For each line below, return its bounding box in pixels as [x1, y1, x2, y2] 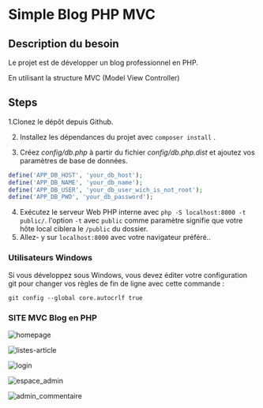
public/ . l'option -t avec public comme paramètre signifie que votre [19, 215, 243, 226]
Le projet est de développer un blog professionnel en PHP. [8, 58, 199, 67]
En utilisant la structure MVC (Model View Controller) [8, 73, 180, 82]
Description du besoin [8, 37, 120, 51]
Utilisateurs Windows [8, 253, 93, 264]
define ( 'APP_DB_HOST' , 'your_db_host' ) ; [8, 171, 144, 179]
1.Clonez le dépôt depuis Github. [8, 117, 114, 126]
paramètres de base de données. [19, 155, 128, 165]
